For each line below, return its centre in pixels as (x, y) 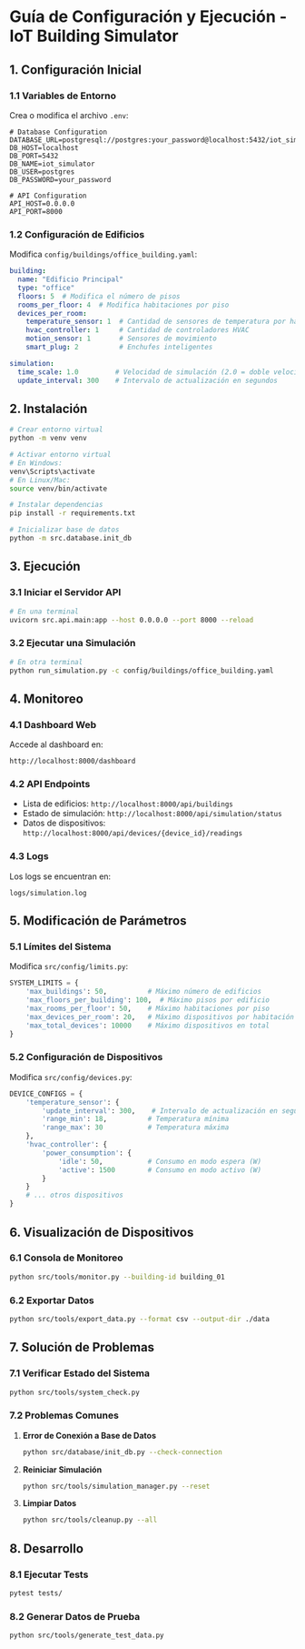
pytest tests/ (36, 1593)
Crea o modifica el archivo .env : (69, 115)
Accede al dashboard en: (56, 744)
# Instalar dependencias (56, 505)
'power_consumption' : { (87, 1153)
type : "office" (46, 288)
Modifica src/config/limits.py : (69, 966)
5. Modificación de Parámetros (98, 921)
